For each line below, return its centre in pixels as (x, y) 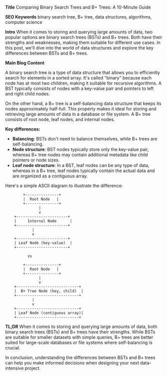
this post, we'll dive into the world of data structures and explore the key (79, 48)
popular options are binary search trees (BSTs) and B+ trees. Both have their (84, 37)
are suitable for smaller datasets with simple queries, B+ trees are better (79, 337)
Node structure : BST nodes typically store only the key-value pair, (81, 149)
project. (33, 368)
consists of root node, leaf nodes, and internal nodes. (60, 119)
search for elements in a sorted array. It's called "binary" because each (79, 78)
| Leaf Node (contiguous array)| (49, 313)
